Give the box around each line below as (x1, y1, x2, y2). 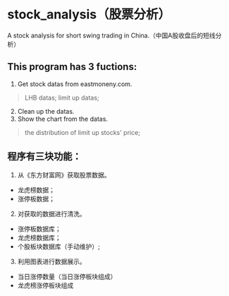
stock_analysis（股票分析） (7, 6, 171, 23)
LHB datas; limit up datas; (24, 93, 100, 102)
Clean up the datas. (17, 107, 75, 115)
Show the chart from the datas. (17, 114, 108, 123)
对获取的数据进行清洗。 (17, 209, 86, 218)
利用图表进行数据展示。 (17, 257, 86, 266)
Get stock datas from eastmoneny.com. (17, 79, 132, 88)
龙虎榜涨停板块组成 (17, 280, 74, 290)
